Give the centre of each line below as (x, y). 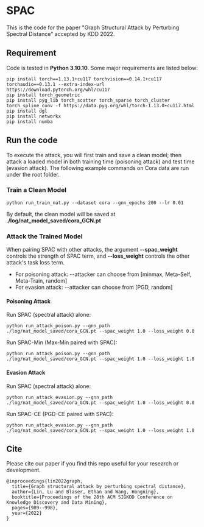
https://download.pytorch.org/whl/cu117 (58, 90)
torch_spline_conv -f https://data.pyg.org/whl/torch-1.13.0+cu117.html (100, 105)
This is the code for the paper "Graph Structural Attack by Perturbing (93, 27)
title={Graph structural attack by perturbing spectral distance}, (99, 487)
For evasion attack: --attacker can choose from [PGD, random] (94, 288)
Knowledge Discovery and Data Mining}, (57, 503)
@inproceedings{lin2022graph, (45, 481)
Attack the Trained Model (45, 236)
